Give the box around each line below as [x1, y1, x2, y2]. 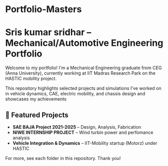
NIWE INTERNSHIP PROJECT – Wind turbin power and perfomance [12, 129, 153, 135]
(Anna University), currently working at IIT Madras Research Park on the [5, 70, 156, 76]
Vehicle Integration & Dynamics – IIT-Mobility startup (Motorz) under [12, 140, 158, 146]
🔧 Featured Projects [5, 110, 69, 119]
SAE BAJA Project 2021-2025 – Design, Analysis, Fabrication [12, 124, 142, 130]
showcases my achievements [5, 96, 67, 102]
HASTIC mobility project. [5, 76, 57, 82]
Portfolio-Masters [5, 4, 82, 15]
